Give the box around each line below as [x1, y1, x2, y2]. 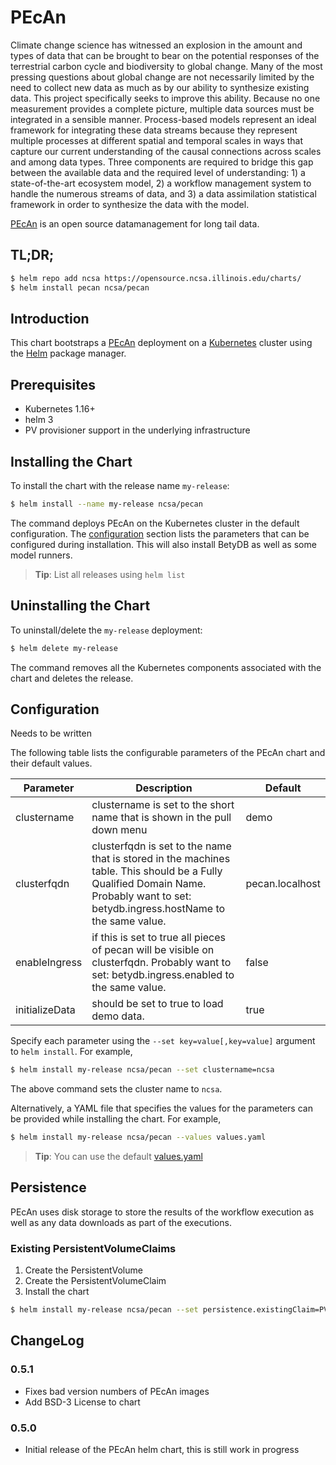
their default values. [10, 757, 93, 770]
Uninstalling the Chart [10, 597, 151, 615]
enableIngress [15, 956, 83, 970]
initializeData [15, 1003, 76, 1017]
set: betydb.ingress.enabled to [91, 968, 235, 982]
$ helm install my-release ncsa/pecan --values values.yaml [10, 1132, 267, 1143]
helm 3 [24, 414, 54, 426]
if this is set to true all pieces [91, 931, 226, 945]
